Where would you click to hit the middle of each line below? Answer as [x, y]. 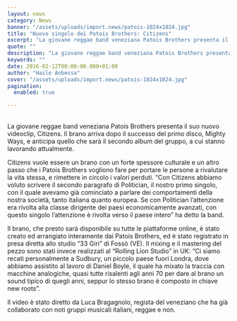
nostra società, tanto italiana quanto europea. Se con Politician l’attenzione [116, 200]
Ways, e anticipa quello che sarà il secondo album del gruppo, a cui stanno [116, 141]
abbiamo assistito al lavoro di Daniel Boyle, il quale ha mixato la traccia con [116, 266]
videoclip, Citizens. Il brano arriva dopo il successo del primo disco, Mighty [116, 134]
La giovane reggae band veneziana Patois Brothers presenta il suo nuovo [114, 126]
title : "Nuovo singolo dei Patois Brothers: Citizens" [90, 34]
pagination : [25, 86]
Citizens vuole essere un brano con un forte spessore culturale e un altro [114, 162]
